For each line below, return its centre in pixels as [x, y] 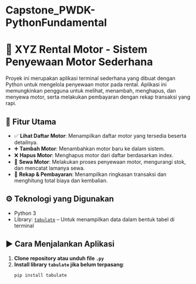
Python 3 [25, 213]
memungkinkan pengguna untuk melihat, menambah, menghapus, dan [91, 91]
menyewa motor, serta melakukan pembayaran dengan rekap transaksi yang [98, 97]
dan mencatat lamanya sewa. [49, 168]
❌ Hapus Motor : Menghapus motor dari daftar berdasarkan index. [94, 155]
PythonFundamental [56, 23]
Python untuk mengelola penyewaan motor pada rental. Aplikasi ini [86, 84]
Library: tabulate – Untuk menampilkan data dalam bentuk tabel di [94, 219]
